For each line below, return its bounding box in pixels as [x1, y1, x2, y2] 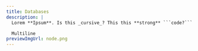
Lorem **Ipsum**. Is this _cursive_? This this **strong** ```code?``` [11, 20, 193, 26]
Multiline [11, 30, 36, 36]
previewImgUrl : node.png [6, 36, 68, 42]
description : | [6, 14, 44, 20]
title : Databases [6, 8, 49, 15]
